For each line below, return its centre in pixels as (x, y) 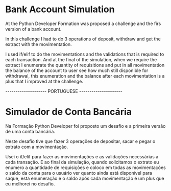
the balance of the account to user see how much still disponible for (77, 70)
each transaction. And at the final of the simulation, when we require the (81, 59)
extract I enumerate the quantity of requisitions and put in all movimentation (85, 65)
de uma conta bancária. (30, 131)
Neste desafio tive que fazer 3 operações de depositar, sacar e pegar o (80, 141)
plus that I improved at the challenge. (44, 81)
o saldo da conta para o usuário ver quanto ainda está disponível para (79, 173)
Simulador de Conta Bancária (68, 112)
